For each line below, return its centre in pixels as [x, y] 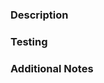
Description [39, 15]
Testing [29, 41]
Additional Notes [52, 68]
